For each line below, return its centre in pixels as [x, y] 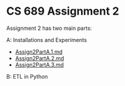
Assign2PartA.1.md [39, 52]
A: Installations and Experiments [47, 40]
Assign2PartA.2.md [39, 58]
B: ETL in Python [27, 76]
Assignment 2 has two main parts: [49, 28]
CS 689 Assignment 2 [63, 11]
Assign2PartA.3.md [39, 65]
